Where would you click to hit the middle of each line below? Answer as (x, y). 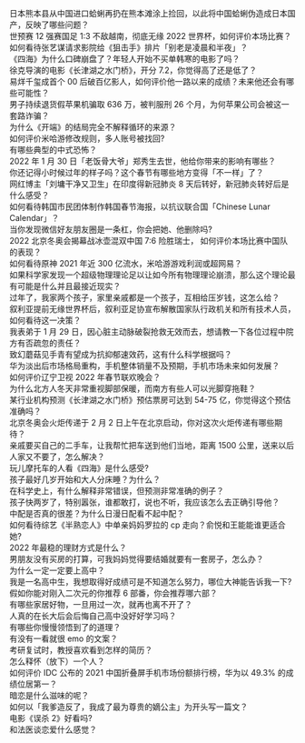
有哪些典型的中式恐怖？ (53, 150)
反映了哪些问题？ (57, 25)
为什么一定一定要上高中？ (57, 570)
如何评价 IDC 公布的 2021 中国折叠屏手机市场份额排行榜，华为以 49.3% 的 (148, 673)
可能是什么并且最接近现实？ (69, 286)
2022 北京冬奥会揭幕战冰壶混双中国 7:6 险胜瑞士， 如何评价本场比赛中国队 (149, 241)
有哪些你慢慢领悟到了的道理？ (65, 627)
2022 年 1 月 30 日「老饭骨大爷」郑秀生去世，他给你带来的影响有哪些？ (143, 161)
